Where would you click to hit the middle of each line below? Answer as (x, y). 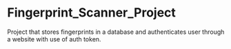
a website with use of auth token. (54, 39)
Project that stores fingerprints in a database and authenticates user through (116, 32)
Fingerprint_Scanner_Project (91, 13)
